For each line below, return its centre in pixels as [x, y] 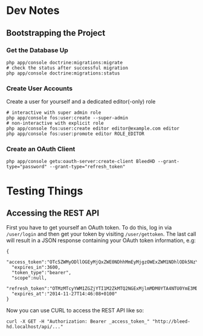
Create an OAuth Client [41, 149]
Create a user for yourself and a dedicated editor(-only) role [81, 102]
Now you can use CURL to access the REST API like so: [75, 311]
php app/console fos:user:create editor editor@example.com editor [93, 129]
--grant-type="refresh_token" [87, 167]
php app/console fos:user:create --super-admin [67, 118]
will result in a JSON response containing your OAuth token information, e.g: [101, 240]
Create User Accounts [40, 88]
